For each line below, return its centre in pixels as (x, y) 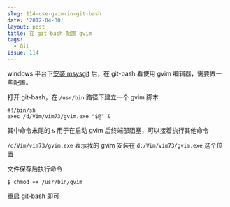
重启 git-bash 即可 (33, 196)
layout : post (26, 27)
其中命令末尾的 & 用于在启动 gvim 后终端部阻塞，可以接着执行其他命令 (108, 130)
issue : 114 (23, 53)
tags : (15, 40)
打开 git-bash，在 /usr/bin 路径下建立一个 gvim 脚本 (83, 97)
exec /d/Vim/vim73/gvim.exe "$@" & (59, 116)
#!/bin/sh (22, 110)
